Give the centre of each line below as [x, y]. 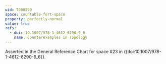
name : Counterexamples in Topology [51, 38]
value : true [17, 24]
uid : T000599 [19, 10]
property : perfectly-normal [34, 19]
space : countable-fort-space [35, 14]
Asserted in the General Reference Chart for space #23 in [64, 51]
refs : [11, 28]
